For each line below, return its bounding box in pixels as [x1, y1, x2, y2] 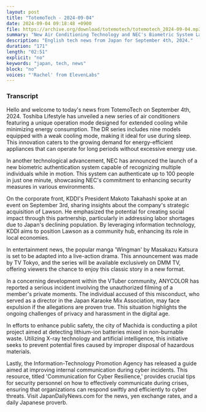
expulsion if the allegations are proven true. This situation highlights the [6, 303, 187, 310]
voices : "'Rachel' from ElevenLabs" [6, 72, 100, 78]
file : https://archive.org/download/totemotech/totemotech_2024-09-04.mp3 [6, 26, 202, 32]
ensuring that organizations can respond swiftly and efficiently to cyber [6, 386, 187, 393]
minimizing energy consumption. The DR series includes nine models [6, 125, 181, 132]
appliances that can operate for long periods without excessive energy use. [6, 145, 197, 152]
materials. [6, 348, 32, 355]
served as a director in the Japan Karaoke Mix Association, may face [6, 297, 180, 304]
